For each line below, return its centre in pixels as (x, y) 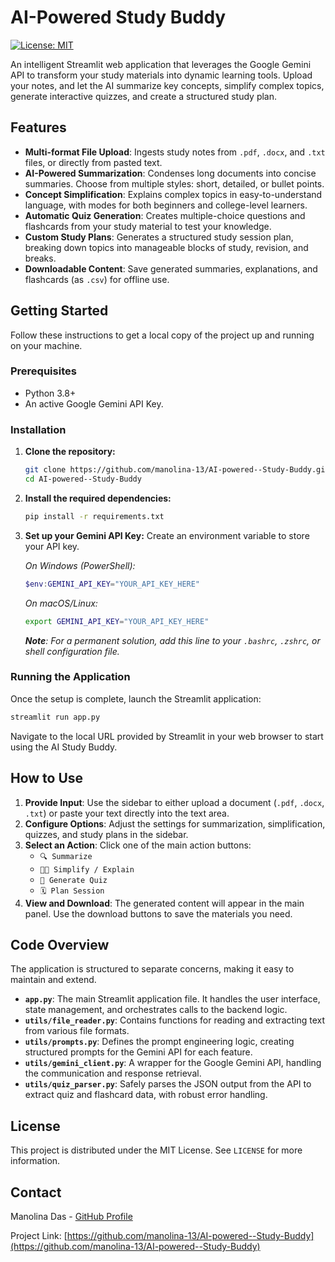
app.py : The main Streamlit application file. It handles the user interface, (172, 999)
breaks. (40, 258)
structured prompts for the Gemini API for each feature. (138, 1052)
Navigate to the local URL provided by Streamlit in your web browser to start (167, 736)
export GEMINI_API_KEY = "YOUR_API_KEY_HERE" (117, 621)
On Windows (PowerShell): (80, 565)
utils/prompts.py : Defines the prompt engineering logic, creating (159, 1042)
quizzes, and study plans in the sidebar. (106, 834)
